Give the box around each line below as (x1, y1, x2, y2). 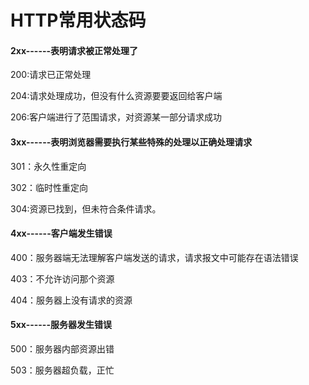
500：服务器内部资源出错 (10, 343, 115, 355)
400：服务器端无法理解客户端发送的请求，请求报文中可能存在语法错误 (10, 251, 299, 263)
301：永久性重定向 (10, 160, 87, 172)
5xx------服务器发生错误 (10, 319, 112, 331)
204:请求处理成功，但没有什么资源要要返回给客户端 (10, 90, 223, 102)
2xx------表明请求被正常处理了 (10, 44, 139, 56)
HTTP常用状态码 (10, 9, 147, 32)
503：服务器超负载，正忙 (10, 364, 115, 376)
